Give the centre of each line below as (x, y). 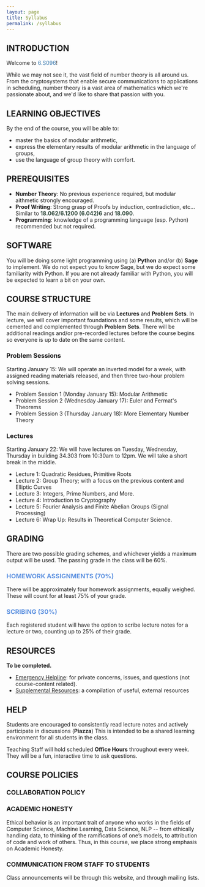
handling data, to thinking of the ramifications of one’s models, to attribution (102, 835)
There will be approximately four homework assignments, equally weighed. (101, 589)
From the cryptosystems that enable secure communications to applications (102, 81)
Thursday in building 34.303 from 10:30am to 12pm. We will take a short (97, 456)
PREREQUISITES (38, 179)
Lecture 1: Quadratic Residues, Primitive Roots (73, 474)
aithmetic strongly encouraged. (55, 200)
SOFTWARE (29, 246)
